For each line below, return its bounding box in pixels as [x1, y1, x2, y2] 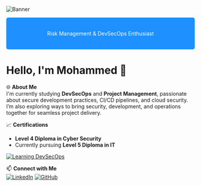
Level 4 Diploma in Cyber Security [14, 135, 102, 142]
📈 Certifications [6, 121, 48, 128]
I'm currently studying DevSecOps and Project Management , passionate [6, 90, 187, 97]
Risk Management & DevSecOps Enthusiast [47, 30, 154, 37]
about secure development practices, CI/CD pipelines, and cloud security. [6, 96, 188, 103]
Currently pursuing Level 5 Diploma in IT [14, 141, 115, 148]
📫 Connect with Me [6, 164, 57, 172]
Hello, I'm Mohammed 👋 [6, 63, 127, 77]
